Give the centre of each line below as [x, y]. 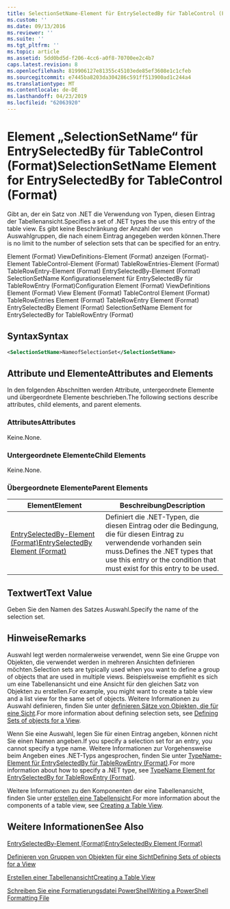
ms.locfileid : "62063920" [44, 103]
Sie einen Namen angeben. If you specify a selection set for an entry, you [110, 741]
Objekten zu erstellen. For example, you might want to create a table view [110, 691]
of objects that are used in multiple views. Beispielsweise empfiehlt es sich [113, 676]
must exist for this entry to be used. [162, 569]
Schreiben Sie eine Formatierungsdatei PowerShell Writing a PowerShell [108, 890]
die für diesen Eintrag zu [144, 534]
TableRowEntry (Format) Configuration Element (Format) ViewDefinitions [109, 285]
